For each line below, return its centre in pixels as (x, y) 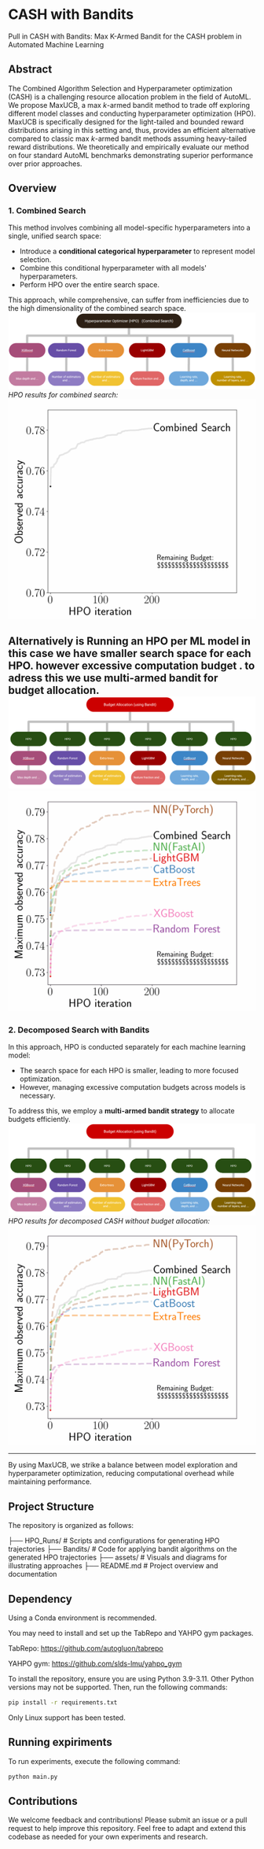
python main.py (33, 1777)
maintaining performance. (50, 1482)
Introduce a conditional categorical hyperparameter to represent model (137, 251)
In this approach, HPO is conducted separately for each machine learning (127, 1046)
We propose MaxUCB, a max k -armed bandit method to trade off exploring (129, 105)
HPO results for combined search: (63, 394)
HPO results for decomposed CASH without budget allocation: (109, 1220)
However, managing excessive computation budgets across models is (132, 1087)
